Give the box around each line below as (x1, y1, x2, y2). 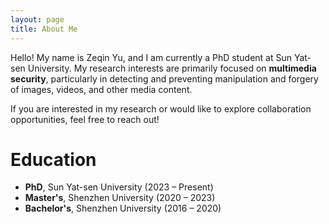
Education (10, 148, 97, 171)
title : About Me (10, 24, 78, 34)
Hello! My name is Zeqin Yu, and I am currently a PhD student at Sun (10, 51, 293, 63)
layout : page (10, 14, 65, 25)
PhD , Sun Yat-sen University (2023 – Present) (24, 181, 214, 193)
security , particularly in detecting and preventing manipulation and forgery (10, 72, 319, 85)
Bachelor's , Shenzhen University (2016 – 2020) (24, 202, 222, 215)
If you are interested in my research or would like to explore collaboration (10, 102, 312, 115)
